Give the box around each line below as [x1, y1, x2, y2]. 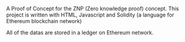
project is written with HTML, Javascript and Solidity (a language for [6, 11, 175, 18]
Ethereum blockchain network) [6, 18, 82, 24]
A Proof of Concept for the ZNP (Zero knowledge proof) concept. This [6, 5, 180, 12]
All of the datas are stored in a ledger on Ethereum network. [6, 29, 154, 36]
